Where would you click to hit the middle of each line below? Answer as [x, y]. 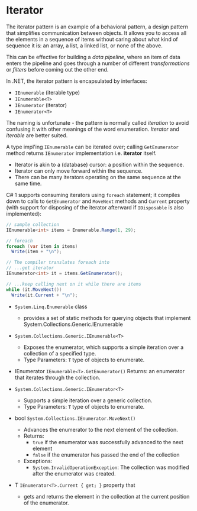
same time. [28, 183]
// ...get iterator [30, 268]
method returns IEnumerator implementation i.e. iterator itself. [81, 153]
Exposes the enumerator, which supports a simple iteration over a [104, 347]
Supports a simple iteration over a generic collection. [88, 400]
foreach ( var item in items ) [42, 246]
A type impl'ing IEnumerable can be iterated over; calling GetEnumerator [93, 147]
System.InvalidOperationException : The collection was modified [111, 467]
